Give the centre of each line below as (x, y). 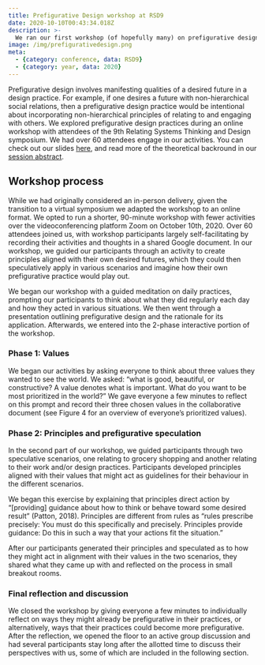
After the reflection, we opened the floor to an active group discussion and (129, 636)
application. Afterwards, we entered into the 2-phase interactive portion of (129, 325)
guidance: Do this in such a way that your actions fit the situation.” (116, 533)
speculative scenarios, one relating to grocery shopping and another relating (132, 459)
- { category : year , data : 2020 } (69, 67)
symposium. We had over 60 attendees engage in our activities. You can (126, 140)
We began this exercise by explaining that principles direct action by (119, 499)
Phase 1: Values (39, 354)
